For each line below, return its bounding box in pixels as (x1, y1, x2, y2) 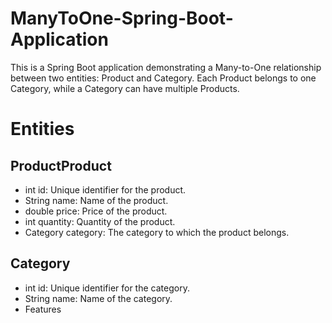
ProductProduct (10, 157, 112, 174)
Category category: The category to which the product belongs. (24, 226, 290, 238)
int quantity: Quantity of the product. (24, 215, 176, 227)
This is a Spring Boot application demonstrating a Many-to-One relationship (10, 61, 322, 73)
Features (24, 303, 62, 315)
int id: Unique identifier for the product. (24, 183, 187, 196)
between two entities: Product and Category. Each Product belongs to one (10, 72, 317, 84)
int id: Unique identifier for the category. (24, 282, 190, 294)
